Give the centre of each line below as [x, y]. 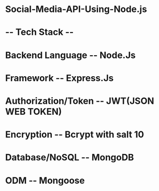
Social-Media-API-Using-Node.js [76, 9]
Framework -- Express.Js [60, 78]
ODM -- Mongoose [45, 180]
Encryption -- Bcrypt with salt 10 [75, 135]
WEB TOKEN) [33, 112]
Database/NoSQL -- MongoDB [70, 158]
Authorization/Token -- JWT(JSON [80, 101]
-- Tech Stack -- [39, 32]
